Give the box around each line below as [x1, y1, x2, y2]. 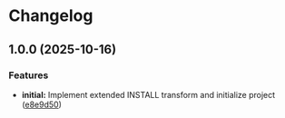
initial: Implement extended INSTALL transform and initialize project [21, 89, 276, 100]
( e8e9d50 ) [21, 99, 63, 110]
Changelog [8, 5, 93, 26]
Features [8, 69, 49, 82]
